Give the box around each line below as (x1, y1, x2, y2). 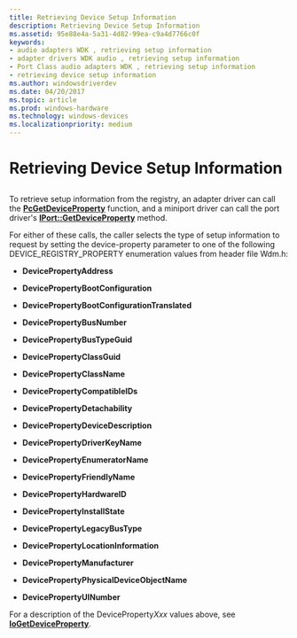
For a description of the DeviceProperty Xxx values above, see (9, 609, 236, 619)
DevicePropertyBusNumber (21, 316, 127, 328)
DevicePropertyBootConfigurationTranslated (21, 300, 192, 310)
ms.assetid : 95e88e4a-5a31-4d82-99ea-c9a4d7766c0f (9, 29, 200, 38)
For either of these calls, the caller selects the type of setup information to (9, 230, 280, 240)
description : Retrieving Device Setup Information (9, 21, 200, 30)
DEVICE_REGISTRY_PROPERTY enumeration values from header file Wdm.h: (9, 248, 289, 259)
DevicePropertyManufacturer (21, 557, 135, 568)
